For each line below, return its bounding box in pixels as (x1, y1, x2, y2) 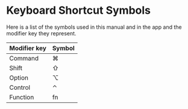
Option (9, 73, 29, 81)
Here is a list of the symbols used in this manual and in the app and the (6, 23, 182, 31)
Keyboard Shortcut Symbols (6, 4, 151, 17)
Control (9, 83, 31, 92)
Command (9, 54, 39, 62)
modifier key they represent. (6, 29, 77, 37)
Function (9, 93, 34, 101)
